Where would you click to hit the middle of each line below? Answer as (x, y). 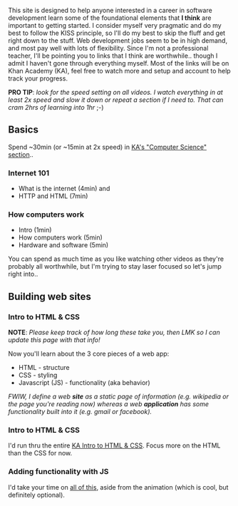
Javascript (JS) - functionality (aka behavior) (84, 383)
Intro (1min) (35, 230)
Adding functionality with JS (58, 472)
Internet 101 (29, 172)
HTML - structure (44, 368)
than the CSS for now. (40, 453)
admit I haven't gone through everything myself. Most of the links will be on (119, 63)
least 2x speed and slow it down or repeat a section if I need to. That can (116, 100)
